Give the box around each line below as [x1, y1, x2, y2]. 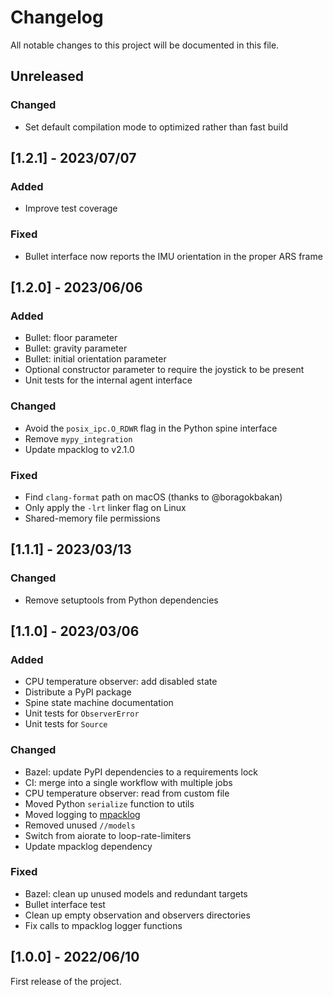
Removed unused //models [24, 819, 136, 831]
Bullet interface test [24, 898, 106, 910]
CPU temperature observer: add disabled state [24, 676, 218, 688]
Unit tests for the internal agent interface [24, 374, 193, 386]
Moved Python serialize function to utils [24, 797, 195, 810]
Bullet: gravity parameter [24, 342, 128, 355]
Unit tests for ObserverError [24, 707, 140, 720]
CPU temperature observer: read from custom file [24, 787, 230, 799]
